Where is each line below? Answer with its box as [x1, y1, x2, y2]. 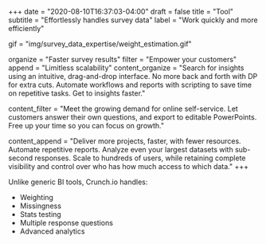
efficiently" [8, 24, 45, 33]
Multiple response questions [19, 218, 114, 227]
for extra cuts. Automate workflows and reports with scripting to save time [8, 80, 252, 89]
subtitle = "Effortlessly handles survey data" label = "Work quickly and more [8, 15, 258, 25]
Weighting [19, 193, 54, 202]
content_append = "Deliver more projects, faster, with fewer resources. [8, 136, 241, 146]
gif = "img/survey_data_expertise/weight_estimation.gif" [8, 39, 193, 49]
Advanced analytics [19, 226, 85, 236]
